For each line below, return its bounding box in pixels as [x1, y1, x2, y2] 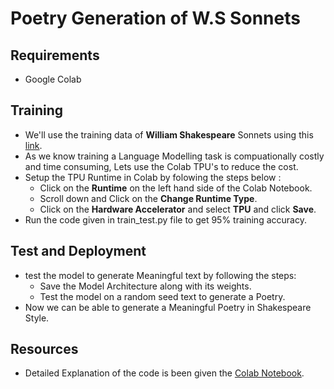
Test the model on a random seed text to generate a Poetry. [39, 290, 286, 302]
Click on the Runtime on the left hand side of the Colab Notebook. [39, 182, 313, 194]
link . [24, 139, 43, 151]
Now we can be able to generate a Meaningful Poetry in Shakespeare [24, 301, 312, 313]
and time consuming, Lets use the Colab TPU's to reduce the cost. [24, 160, 299, 172]
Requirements [10, 47, 100, 64]
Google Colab [24, 73, 82, 85]
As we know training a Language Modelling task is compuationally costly [24, 150, 325, 162]
